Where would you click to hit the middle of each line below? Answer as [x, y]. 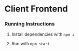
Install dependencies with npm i [43, 34]
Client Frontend [36, 9]
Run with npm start [31, 44]
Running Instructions [30, 24]
